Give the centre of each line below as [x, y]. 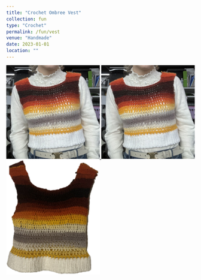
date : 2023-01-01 [28, 44]
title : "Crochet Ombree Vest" [44, 13]
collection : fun [26, 19]
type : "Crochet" [26, 25]
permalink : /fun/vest [33, 32]
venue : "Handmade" [29, 38]
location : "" [22, 51]
